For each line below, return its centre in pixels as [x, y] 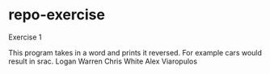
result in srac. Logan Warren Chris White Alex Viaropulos [103, 61]
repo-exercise [57, 15]
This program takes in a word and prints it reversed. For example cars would [135, 52]
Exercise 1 [25, 37]
